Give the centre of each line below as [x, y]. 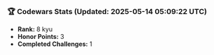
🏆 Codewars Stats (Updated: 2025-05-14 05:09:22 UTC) [107, 11]
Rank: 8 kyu [35, 29]
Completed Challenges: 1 [55, 44]
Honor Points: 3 [41, 37]
